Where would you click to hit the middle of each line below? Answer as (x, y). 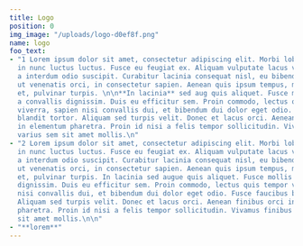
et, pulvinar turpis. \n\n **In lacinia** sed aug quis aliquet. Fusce (153, 93)
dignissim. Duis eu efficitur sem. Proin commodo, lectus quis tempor (153, 186)
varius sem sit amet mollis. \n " (78, 135)
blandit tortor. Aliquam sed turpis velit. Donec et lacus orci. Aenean (157, 118)
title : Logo (32, 18)
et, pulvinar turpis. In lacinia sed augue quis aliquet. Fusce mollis (155, 177)
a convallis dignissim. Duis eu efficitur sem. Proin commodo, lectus (153, 101)
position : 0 (32, 26)
